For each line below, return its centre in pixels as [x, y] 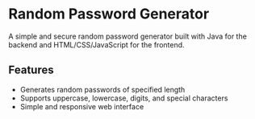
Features [31, 70]
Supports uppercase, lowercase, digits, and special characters [124, 98]
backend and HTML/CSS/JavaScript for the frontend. [96, 44]
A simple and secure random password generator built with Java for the [128, 36]
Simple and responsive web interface [82, 106]
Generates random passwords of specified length [102, 89]
